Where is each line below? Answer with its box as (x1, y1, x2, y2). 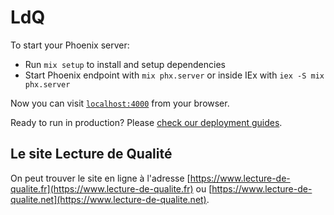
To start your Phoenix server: (10, 39, 130, 51)
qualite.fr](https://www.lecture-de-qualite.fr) (10, 182, 194, 195)
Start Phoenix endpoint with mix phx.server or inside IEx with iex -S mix (24, 69, 325, 81)
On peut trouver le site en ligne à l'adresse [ (10, 172, 191, 184)
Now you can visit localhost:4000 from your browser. (10, 97, 230, 109)
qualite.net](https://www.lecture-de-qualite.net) (10, 193, 207, 205)
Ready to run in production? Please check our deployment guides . (10, 116, 283, 128)
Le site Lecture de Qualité (10, 146, 173, 163)
